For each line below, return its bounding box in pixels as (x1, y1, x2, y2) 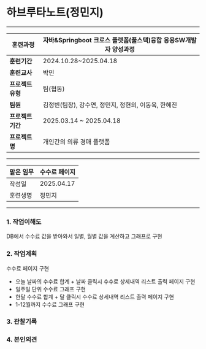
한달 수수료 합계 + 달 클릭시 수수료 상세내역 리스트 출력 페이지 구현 (15, 293, 175, 301)
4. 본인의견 (6, 336, 37, 344)
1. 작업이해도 (6, 217, 42, 226)
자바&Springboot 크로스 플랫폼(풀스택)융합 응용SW (42, 36, 186, 44)
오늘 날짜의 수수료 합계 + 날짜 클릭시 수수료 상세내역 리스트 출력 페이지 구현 (15, 277, 196, 285)
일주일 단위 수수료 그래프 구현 (15, 285, 86, 293)
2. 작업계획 (6, 250, 37, 258)
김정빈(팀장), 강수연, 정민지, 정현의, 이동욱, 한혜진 (42, 101, 178, 109)
